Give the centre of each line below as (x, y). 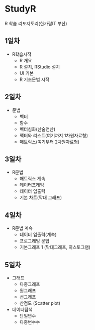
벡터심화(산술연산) (37, 129)
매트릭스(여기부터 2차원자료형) (50, 142)
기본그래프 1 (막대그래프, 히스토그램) (55, 247)
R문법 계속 (22, 228)
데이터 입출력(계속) (38, 235)
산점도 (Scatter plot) (40, 303)
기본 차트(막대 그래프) (41, 197)
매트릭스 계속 (32, 179)
